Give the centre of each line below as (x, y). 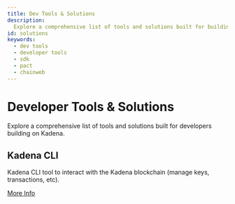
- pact (23, 66)
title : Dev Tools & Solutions (51, 14)
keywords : (22, 40)
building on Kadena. (36, 133)
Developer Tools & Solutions (91, 107)
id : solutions (28, 33)
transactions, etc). (33, 180)
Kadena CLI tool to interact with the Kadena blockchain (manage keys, (108, 173)
